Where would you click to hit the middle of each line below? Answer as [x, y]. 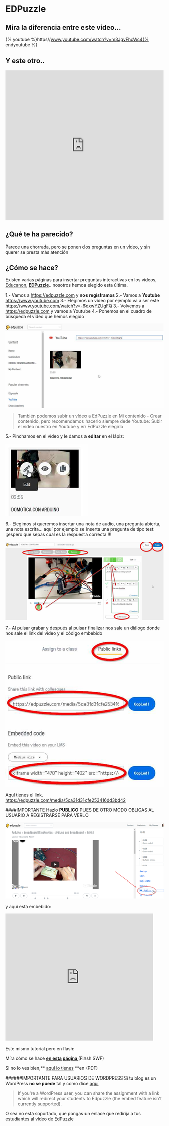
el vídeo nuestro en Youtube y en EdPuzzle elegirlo [70, 427]
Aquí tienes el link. [24, 795]
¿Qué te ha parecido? [39, 235]
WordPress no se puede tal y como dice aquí [52, 1083]
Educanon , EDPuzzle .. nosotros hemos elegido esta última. [67, 285]
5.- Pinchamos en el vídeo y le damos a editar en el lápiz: [65, 436]
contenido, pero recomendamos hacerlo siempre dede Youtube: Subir [90, 421]
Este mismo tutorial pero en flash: [40, 1048]
